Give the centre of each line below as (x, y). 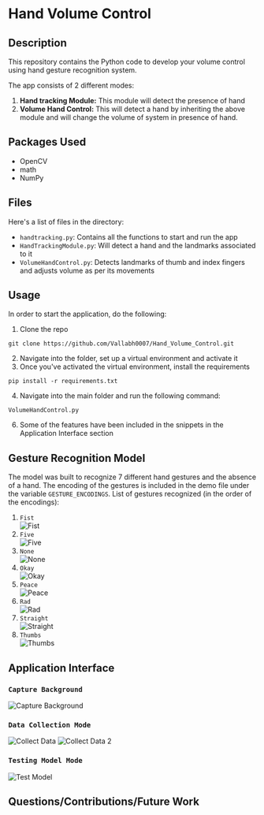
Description (37, 43)
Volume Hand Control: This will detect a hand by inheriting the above (132, 109)
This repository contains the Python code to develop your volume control (127, 61)
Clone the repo (44, 329)
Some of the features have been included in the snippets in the (121, 425)
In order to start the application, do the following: (87, 314)
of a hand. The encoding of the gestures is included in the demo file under (129, 486)
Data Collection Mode (50, 725)
